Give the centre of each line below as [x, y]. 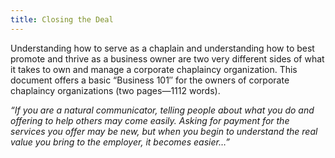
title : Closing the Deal [62, 19]
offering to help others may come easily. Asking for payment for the [150, 120]
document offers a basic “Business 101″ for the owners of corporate [150, 80]
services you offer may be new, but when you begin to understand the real [164, 131]
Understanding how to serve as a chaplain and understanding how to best [162, 48]
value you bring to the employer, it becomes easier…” [120, 142]
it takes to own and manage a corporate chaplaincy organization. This [154, 69]
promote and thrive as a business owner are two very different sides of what [167, 58]
